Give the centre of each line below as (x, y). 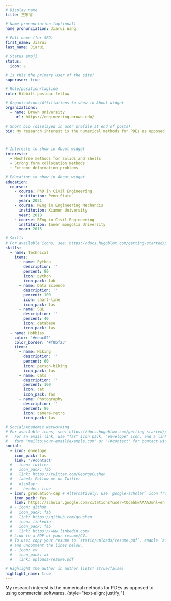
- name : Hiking (35, 352)
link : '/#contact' (34, 460)
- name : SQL (31, 309)
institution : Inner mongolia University (62, 224)
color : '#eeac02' (33, 338)
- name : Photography (40, 399)
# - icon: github (28, 507)
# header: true (31, 489)
